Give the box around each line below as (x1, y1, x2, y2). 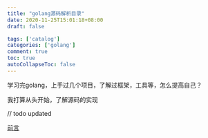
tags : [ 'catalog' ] (7, 35, 60, 42)
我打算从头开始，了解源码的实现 (7, 95, 98, 103)
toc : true (7, 55, 36, 62)
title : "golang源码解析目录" (7, 10, 85, 17)
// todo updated (7, 109, 52, 117)
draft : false (7, 23, 45, 30)
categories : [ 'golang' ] (7, 42, 76, 49)
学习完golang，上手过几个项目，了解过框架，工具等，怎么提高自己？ (7, 81, 202, 89)
